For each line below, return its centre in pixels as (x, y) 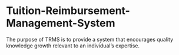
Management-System (61, 23)
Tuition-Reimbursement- (68, 11)
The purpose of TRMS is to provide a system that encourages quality (90, 39)
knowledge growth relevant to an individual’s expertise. (73, 46)
